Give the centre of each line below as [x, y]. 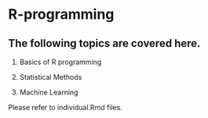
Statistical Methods [51, 77]
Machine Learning [49, 92]
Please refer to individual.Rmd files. [66, 107]
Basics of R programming [60, 62]
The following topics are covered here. [104, 43]
